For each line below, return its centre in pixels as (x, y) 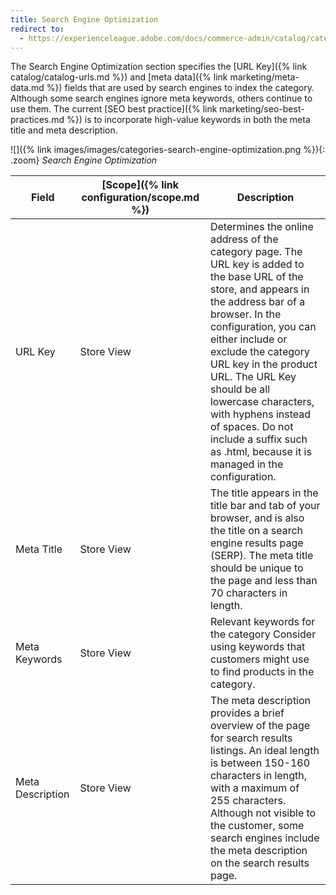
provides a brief (247, 713)
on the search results (259, 863)
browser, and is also (257, 518)
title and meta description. (64, 130)
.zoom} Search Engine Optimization (84, 160)
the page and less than (263, 581)
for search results (251, 738)
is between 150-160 (260, 763)
